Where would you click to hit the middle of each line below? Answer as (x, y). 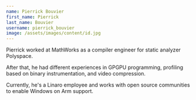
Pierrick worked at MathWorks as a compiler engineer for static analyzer (93, 50)
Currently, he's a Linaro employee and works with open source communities (98, 85)
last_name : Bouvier (30, 22)
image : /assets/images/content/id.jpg (53, 33)
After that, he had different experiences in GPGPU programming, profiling (95, 67)
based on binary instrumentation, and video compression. (76, 74)
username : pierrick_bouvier (40, 28)
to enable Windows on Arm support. (50, 91)
